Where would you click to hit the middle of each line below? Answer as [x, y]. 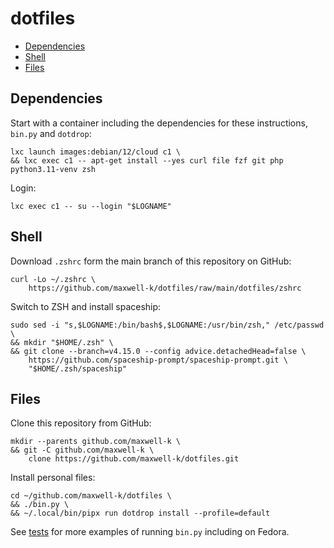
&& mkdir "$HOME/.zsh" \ [62, 342]
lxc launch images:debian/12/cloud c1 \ [96, 152]
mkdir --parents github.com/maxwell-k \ [96, 442]
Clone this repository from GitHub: [81, 423]
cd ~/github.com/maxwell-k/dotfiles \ [91, 496]
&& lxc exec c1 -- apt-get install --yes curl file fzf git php [147, 160]
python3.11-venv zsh [53, 169]
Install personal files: [53, 478]
